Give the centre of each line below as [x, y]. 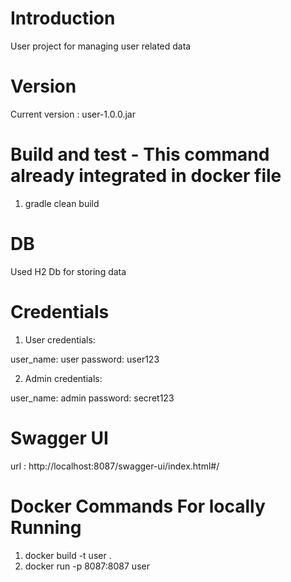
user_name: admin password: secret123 [92, 398]
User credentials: [60, 339]
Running [46, 527]
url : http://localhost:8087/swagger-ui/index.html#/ [115, 466]
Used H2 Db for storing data [68, 271]
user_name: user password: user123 [85, 359]
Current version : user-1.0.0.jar [73, 114]
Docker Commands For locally [138, 506]
